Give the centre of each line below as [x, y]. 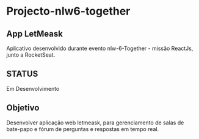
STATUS [22, 74]
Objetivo [23, 108]
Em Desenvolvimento [33, 88]
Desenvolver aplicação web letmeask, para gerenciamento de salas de [95, 123]
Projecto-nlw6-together [68, 11]
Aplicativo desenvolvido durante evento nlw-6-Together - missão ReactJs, [100, 48]
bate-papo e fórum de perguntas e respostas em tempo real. [83, 129]
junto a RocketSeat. [31, 55]
